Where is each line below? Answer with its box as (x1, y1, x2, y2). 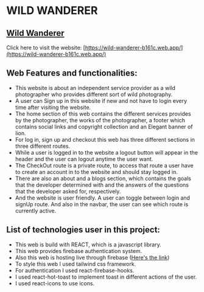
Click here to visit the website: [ (6, 44, 85, 51)
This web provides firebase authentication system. (15, 247, 142, 254)
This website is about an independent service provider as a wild (15, 84, 175, 91)
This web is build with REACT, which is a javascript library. (15, 241, 161, 248)
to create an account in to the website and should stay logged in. (15, 168, 178, 175)
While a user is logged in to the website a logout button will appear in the (15, 148, 198, 156)
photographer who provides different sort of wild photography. (15, 91, 173, 98)
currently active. (15, 207, 57, 214)
